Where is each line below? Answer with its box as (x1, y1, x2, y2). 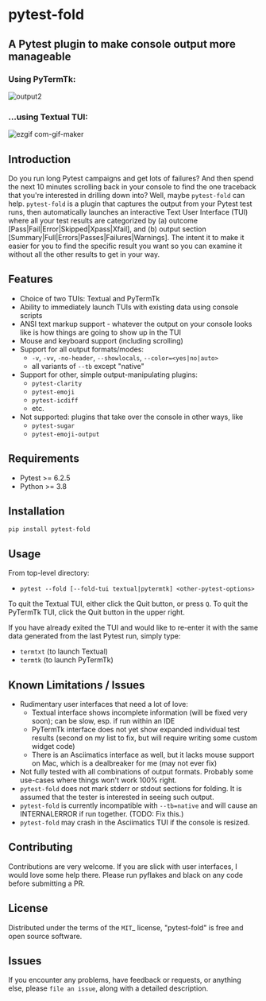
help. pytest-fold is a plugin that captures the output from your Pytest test (8, 199, 253, 208)
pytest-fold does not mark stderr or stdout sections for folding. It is (19, 784, 242, 793)
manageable (8, 49, 71, 63)
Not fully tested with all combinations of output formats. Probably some (19, 767, 254, 777)
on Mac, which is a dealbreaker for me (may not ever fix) (31, 759, 218, 768)
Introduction (8, 153, 71, 166)
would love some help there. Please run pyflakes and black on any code (8, 870, 244, 879)
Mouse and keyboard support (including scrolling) (19, 336, 184, 345)
